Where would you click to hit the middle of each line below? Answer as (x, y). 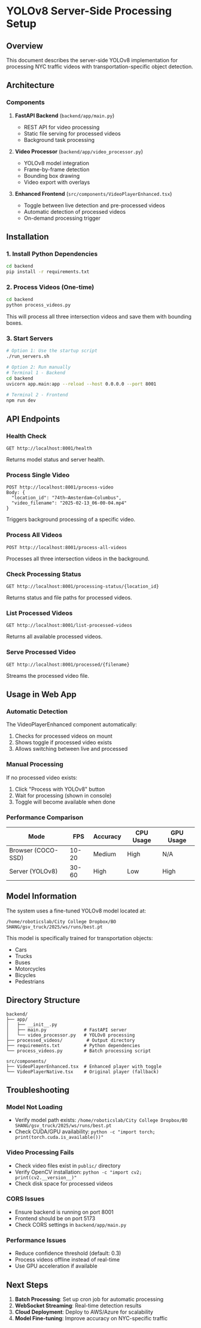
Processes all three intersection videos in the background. (78, 559)
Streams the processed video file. (48, 675)
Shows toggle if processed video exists (63, 742)
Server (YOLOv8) (33, 871)
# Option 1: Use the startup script (52, 351)
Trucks (23, 956)
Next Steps (27, 1285)
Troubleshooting (38, 1090)
